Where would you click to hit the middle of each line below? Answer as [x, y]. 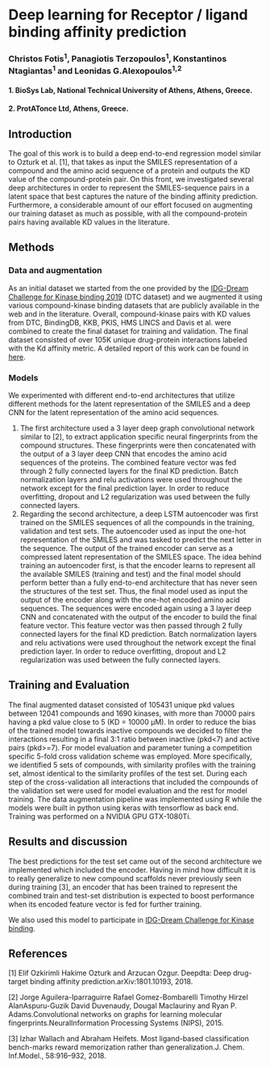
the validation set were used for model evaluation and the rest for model [128, 790]
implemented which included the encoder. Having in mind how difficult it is [132, 869]
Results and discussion [68, 842]
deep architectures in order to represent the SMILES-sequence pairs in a [129, 188]
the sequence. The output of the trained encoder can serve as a [127, 548]
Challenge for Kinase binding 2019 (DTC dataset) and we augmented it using [135, 296]
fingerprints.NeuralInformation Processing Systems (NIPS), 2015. [116, 1023]
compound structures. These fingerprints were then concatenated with [138, 445]
